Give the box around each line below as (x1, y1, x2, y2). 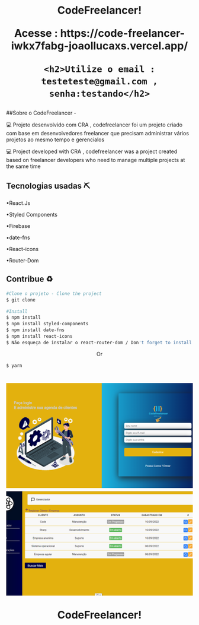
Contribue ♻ (6, 274, 53, 284)
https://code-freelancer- (60, 27, 185, 40)
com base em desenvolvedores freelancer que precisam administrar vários (6, 130, 190, 137)
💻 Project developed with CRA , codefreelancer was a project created (6, 148, 178, 155)
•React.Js (6, 199, 31, 207)
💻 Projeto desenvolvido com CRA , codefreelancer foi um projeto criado (6, 121, 182, 128)
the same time (6, 163, 41, 170)
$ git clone (6, 297, 36, 303)
